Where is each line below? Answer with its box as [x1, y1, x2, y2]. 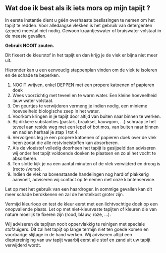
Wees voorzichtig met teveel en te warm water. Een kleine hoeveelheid [12, 92, 157, 98]
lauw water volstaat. [12, 98, 54, 103]
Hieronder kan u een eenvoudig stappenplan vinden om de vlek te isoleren [5, 67, 158, 73]
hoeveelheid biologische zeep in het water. [12, 108, 100, 114]
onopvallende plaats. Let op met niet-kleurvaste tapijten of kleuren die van [5, 206, 157, 212]
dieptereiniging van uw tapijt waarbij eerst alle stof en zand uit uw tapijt [5, 237, 151, 243]
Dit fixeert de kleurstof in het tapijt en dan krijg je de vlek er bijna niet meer [5, 52, 158, 58]
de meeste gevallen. [5, 33, 47, 39]
